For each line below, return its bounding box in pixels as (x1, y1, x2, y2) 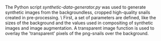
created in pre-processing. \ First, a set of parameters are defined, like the (5, 15, 157, 20)
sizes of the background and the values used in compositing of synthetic (5, 20, 153, 26)
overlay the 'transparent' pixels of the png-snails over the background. (5, 31, 149, 36)
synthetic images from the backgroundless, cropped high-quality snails (5, 9, 151, 15)
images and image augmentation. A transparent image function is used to (5, 25, 155, 31)
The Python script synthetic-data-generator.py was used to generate (5, 4, 146, 10)
